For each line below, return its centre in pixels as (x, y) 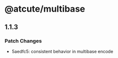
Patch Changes (23, 41)
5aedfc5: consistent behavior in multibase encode (62, 51)
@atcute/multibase (45, 9)
